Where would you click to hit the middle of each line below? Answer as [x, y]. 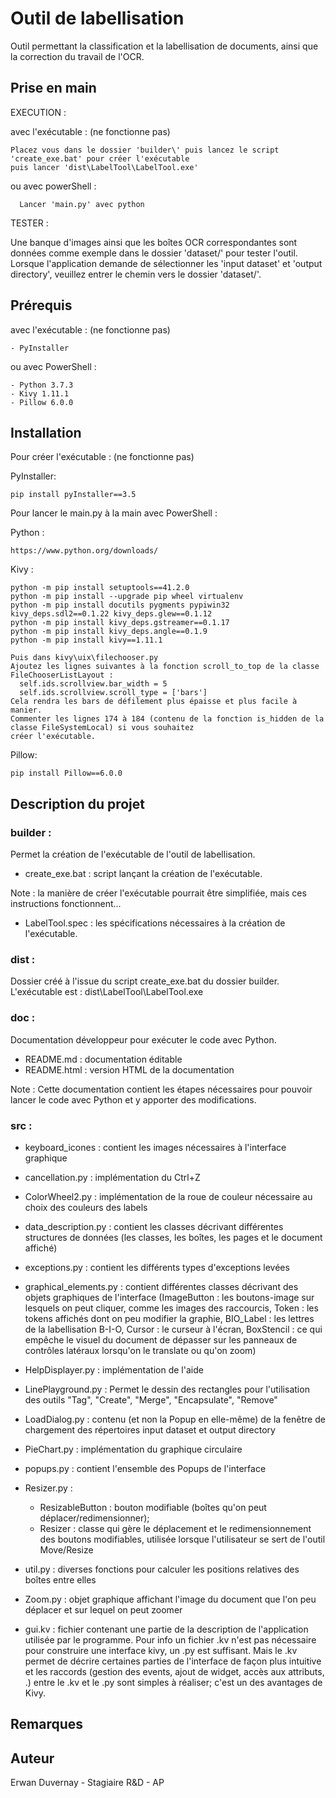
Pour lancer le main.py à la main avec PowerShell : [114, 513]
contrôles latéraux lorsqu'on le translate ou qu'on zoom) [140, 1350]
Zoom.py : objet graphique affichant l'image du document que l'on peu [170, 1599]
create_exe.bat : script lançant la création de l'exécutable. [143, 874]
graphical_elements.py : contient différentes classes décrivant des [161, 1286]
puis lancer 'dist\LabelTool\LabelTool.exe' [104, 167]
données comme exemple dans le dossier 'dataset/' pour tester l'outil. [154, 253]
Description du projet [78, 803]
